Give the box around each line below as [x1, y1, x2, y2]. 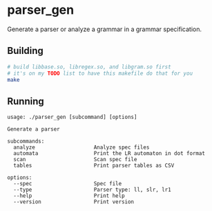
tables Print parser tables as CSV [13, 162, 175, 169]
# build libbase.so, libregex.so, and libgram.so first [7, 63, 171, 71]
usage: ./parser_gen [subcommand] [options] [7, 113, 137, 121]
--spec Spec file [13, 181, 122, 187]
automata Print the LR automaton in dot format [13, 150, 206, 157]
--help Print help [13, 192, 126, 199]
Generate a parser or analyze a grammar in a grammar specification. [7, 25, 202, 33]
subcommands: [7, 138, 45, 145]
